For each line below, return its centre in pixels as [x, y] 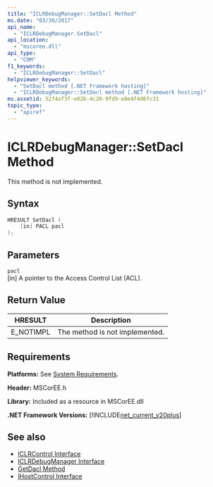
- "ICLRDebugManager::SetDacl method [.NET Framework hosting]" [110, 92]
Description [111, 320]
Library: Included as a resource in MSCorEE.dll [76, 401]
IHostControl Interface [50, 476]
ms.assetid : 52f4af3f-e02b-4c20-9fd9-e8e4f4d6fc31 [83, 99]
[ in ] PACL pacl [42, 226]
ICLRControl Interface [49, 454]
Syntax [23, 204]
